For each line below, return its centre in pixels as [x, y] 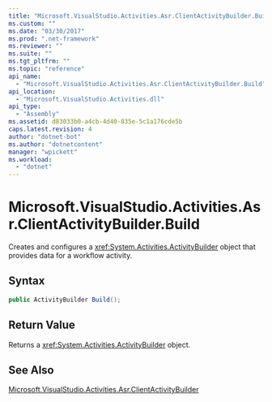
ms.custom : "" [32, 24]
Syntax [27, 281]
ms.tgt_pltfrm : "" [39, 62]
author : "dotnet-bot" [45, 136]
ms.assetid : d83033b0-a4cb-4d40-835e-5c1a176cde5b [96, 122]
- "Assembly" [38, 115]
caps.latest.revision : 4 [50, 129]
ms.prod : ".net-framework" [54, 39]
